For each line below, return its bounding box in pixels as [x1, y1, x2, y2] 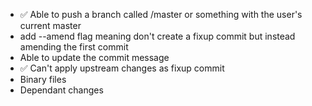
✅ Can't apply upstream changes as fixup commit [19, 62, 225, 74]
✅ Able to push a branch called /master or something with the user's [19, 9, 303, 20]
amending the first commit [19, 41, 129, 53]
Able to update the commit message [19, 52, 170, 63]
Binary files [19, 74, 67, 85]
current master [19, 20, 82, 31]
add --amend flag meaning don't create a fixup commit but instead [19, 30, 296, 42]
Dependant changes [19, 84, 104, 96]
